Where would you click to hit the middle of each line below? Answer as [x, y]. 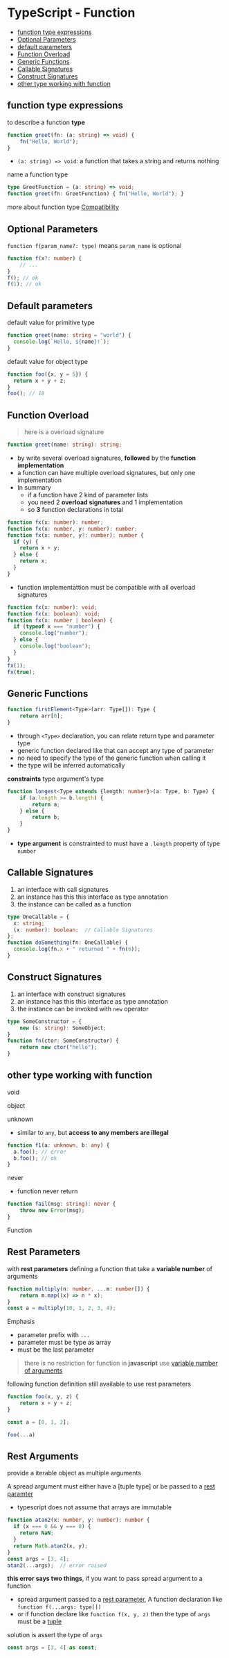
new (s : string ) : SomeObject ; [63, 1028]
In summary [34, 487]
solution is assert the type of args [55, 1635]
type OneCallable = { [38, 917]
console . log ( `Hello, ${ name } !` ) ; [62, 342]
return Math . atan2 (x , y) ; [51, 1546]
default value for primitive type [51, 323]
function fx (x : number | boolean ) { [60, 620]
